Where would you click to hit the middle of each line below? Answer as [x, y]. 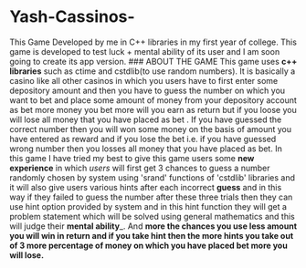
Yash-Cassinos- [72, 17]
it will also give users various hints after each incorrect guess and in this [146, 187]
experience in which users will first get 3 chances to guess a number [140, 168]
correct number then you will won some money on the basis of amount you [151, 129]
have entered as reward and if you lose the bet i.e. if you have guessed [143, 139]
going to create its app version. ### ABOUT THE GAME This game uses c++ [153, 61]
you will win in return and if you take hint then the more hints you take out [152, 235]
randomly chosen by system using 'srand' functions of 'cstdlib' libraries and [152, 177]
